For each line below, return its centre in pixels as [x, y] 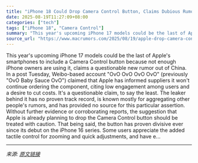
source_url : [21, 39]
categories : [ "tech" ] [33, 22]
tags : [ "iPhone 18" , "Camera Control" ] [55, 28]
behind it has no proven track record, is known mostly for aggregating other [98, 99]
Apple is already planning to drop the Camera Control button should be [92, 118]
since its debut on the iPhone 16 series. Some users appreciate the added [95, 130]
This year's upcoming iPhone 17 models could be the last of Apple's [88, 55]
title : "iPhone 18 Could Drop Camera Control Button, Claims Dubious [93, 11]
